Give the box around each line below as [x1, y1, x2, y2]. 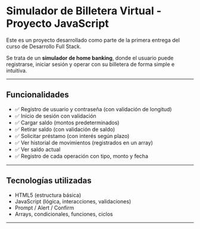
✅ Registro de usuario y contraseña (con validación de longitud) [14, 105, 172, 112]
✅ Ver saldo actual [14, 146, 61, 153]
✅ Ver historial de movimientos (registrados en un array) [14, 139, 154, 146]
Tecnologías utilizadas [6, 175, 92, 186]
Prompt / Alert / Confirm [14, 204, 74, 211]
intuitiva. [6, 67, 27, 74]
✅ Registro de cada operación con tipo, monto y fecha [14, 152, 149, 159]
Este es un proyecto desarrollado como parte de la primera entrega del [6, 36, 180, 43]
